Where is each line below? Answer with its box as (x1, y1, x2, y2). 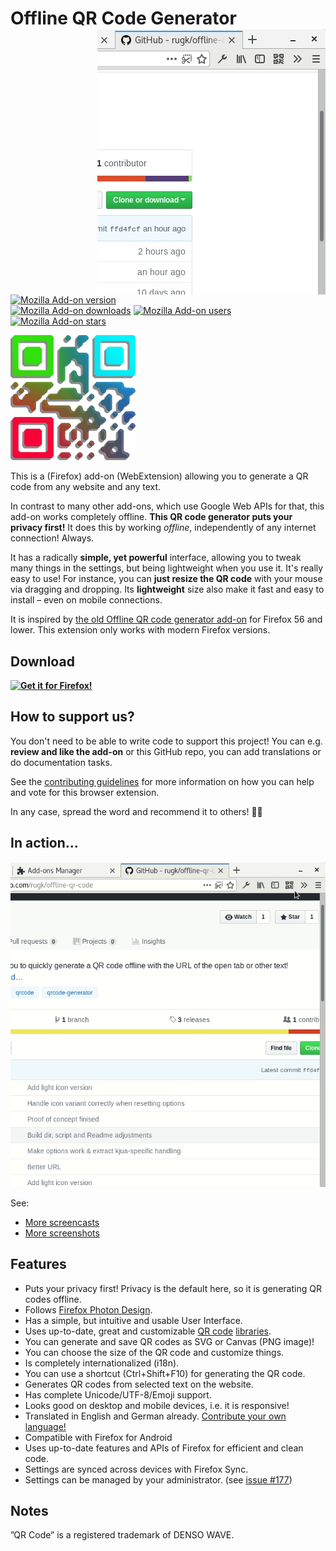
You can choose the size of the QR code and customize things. (24, 1346, 285, 1358)
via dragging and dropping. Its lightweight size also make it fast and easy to (10, 583, 325, 596)
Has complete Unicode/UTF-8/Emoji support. (24, 1388, 212, 1401)
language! (24, 1420, 67, 1432)
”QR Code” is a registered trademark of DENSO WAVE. (10, 1529, 235, 1541)
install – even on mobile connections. (10, 594, 163, 606)
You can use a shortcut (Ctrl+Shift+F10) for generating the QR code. (24, 1367, 306, 1379)
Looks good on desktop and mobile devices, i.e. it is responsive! (24, 1399, 290, 1411)
